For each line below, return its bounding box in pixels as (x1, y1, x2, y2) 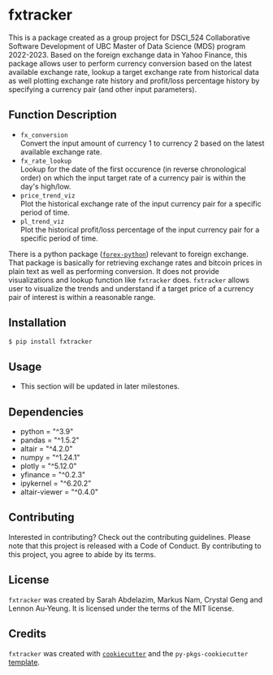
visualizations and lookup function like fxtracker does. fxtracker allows (8, 275, 249, 285)
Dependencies (8, 405, 84, 419)
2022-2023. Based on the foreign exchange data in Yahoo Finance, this (8, 50, 248, 59)
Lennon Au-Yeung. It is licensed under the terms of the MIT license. (8, 603, 234, 613)
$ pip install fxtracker (8, 337, 93, 346)
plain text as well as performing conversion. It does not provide (8, 266, 219, 276)
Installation (8, 316, 67, 330)
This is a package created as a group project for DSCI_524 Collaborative (8, 33, 250, 42)
